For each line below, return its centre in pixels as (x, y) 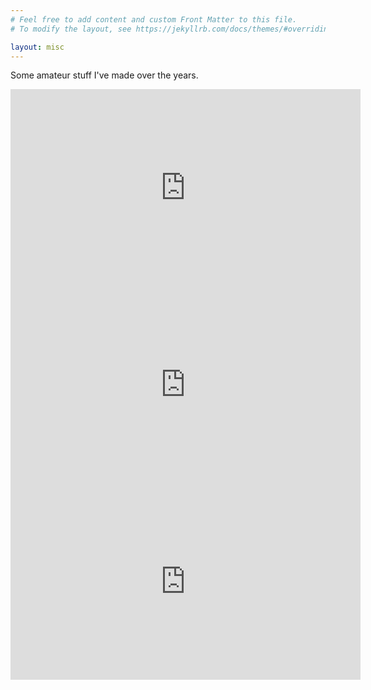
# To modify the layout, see (71, 29)
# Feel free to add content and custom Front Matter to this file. (154, 19)
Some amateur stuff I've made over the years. (104, 75)
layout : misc (37, 47)
